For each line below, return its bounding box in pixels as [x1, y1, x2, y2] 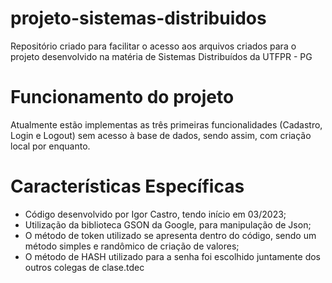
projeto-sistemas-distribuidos [10, 7, 267, 30]
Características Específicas [10, 175, 245, 198]
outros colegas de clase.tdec [24, 261, 145, 273]
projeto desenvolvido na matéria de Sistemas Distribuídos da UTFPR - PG [10, 50, 313, 62]
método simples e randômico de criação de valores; [24, 240, 240, 252]
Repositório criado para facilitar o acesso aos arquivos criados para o [10, 40, 297, 52]
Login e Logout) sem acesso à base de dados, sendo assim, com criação [10, 129, 312, 141]
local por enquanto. [10, 140, 91, 152]
